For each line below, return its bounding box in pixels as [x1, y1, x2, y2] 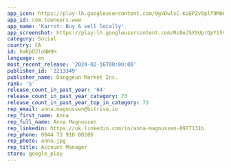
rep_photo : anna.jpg [7, 138, 67, 145]
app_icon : [7, 10, 36, 17]
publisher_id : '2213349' [7, 67, 78, 74]
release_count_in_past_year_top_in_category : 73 [7, 99, 149, 106]
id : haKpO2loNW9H [7, 49, 57, 56]
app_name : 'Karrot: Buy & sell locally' [7, 23, 125, 29]
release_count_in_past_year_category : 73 [7, 93, 128, 100]
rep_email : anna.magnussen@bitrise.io [7, 106, 118, 112]
